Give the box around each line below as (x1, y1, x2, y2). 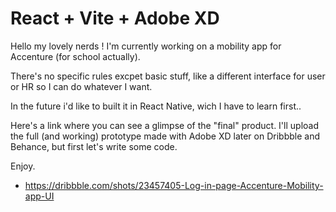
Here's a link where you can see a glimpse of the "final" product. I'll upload (10, 119, 319, 131)
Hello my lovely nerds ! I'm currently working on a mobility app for (10, 40, 282, 52)
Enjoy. (10, 160, 36, 172)
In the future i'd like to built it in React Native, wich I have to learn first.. (10, 100, 302, 112)
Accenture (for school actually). (10, 50, 141, 62)
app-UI (24, 190, 55, 202)
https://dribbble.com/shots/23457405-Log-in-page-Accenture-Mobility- (24, 179, 324, 191)
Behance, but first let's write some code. (10, 140, 178, 152)
